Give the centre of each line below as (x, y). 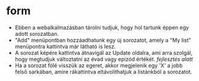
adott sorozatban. (37, 33)
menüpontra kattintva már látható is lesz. (65, 46)
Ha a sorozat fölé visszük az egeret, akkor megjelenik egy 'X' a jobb (99, 65)
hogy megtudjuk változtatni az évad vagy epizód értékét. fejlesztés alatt (104, 59)
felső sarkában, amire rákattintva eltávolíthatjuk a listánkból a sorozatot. (103, 71)
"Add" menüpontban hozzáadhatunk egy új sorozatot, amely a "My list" (103, 40)
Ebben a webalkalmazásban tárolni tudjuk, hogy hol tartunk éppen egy (102, 27)
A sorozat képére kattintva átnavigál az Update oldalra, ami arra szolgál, (104, 52)
